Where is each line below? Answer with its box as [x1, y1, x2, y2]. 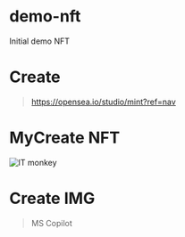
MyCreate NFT [9, 127, 121, 148]
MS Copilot [30, 217, 73, 228]
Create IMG [9, 189, 96, 208]
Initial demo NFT [9, 36, 70, 46]
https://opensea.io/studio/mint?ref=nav [30, 96, 176, 107]
